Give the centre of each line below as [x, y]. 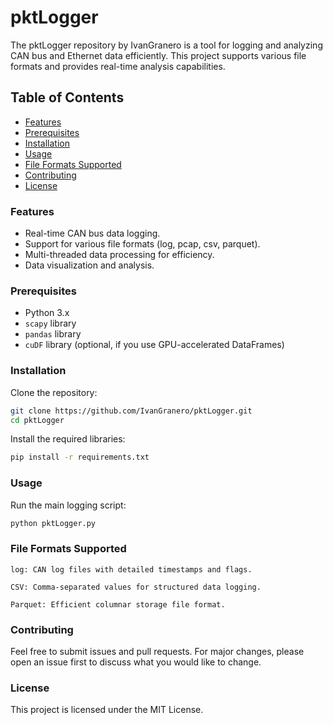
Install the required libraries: [68, 439]
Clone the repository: [54, 392]
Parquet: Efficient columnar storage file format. [118, 604]
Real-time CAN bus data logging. [92, 233]
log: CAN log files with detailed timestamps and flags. [131, 569]
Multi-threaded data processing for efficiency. [119, 255]
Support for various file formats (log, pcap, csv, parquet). [142, 244]
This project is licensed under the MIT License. [107, 710]
